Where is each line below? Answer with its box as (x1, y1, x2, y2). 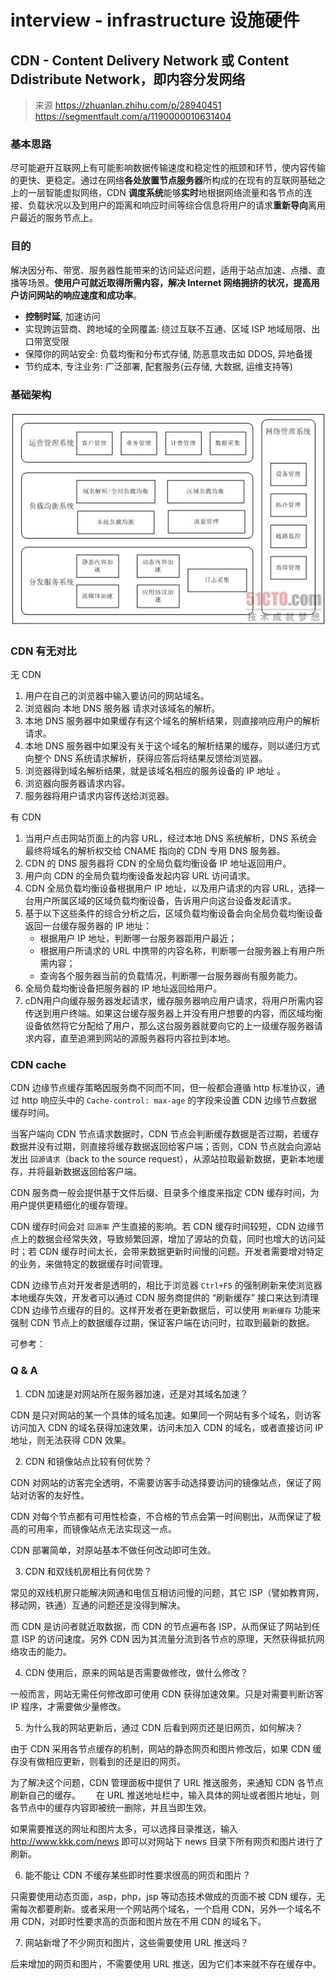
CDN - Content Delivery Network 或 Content (10, 52, 290, 69)
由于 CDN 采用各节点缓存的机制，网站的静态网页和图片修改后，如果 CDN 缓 (10, 1742, 322, 1755)
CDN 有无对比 (10, 644, 77, 658)
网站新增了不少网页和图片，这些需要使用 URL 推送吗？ (24, 1936, 250, 1948)
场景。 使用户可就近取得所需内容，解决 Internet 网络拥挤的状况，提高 (27, 276, 312, 288)
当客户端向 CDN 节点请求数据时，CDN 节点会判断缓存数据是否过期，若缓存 (10, 1128, 320, 1140)
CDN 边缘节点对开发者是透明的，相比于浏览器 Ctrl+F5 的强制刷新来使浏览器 (10, 1279, 323, 1291)
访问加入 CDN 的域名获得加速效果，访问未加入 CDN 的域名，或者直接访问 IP (10, 1421, 324, 1433)
